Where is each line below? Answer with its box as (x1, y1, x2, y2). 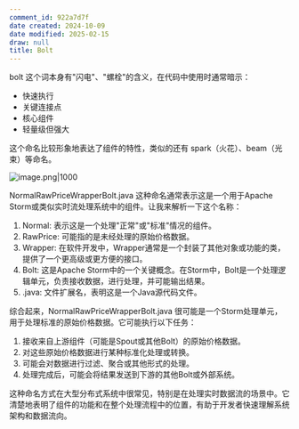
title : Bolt (9, 46, 53, 55)
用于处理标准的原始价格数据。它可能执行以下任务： (9, 317, 197, 328)
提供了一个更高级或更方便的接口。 (21, 254, 148, 264)
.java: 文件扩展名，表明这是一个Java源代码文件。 (21, 287, 202, 298)
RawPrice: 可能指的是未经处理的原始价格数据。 (21, 231, 194, 242)
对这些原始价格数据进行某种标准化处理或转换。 (21, 347, 194, 358)
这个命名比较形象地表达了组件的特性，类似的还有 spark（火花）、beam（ (9, 143, 276, 154)
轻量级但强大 (21, 124, 69, 134)
